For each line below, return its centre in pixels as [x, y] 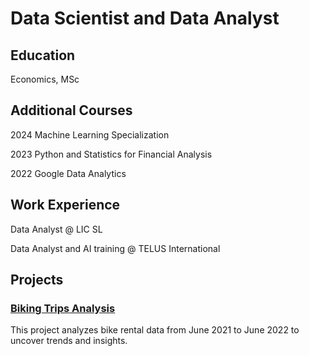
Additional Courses [71, 110]
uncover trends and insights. [69, 341]
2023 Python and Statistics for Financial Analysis [111, 154]
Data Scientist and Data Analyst [145, 18]
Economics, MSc [45, 79]
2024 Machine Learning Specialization [90, 134]
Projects [37, 280]
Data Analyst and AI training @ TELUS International [115, 248]
